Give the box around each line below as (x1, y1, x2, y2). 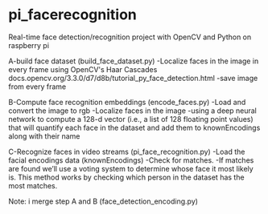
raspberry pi (8, 40, 50, 50)
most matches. (8, 180, 58, 190)
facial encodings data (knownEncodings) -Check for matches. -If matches (8, 155, 254, 165)
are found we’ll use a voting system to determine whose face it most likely (8, 164, 254, 173)
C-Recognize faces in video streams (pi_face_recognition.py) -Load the (8, 147, 245, 156)
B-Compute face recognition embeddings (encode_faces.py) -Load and (8, 97, 246, 107)
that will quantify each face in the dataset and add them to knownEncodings (8, 123, 261, 132)
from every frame (8, 82, 67, 91)
